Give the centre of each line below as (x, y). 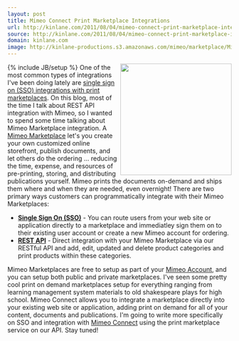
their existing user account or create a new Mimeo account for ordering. (123, 233)
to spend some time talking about (56, 121)
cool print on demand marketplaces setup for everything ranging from (110, 285)
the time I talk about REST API (51, 105)
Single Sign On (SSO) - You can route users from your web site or (114, 218)
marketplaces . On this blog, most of (60, 98)
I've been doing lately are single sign (61, 82)
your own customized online (49, 143)
